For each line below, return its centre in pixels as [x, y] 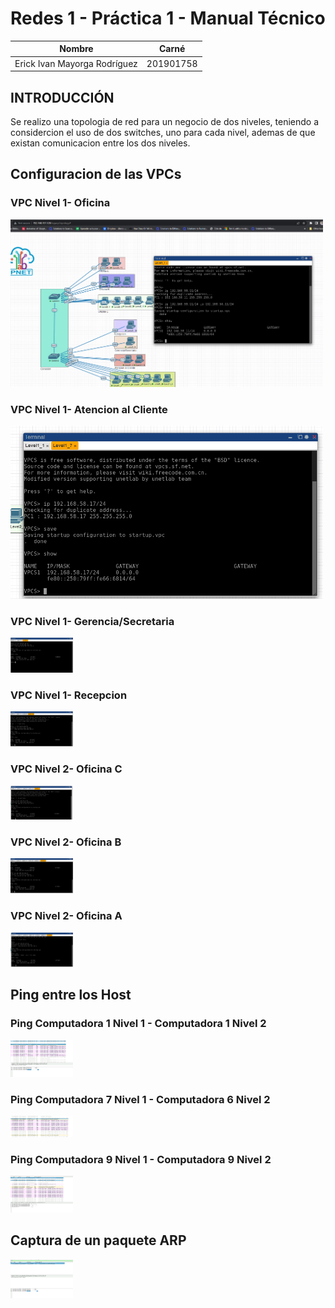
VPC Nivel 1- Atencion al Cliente [89, 409]
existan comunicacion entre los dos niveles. [100, 143]
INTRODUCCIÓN [62, 97]
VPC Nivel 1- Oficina [60, 203]
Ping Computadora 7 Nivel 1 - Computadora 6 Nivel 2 [140, 1099]
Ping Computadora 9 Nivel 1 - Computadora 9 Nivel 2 [141, 1159]
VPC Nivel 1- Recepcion [69, 695]
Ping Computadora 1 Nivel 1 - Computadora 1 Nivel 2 [138, 1024]
